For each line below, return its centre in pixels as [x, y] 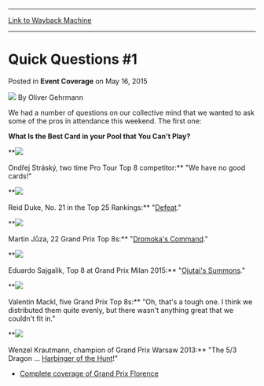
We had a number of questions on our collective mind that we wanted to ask [132, 112]
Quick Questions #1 [73, 59]
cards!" [20, 176]
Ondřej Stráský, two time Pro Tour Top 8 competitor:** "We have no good [127, 167]
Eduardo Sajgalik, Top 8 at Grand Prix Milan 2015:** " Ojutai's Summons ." [127, 270]
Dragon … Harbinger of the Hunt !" [63, 358]
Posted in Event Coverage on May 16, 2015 [78, 81]
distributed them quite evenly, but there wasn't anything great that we [121, 310]
